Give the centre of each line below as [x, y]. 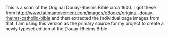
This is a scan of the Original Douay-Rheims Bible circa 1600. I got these [81, 7]
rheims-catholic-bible [28, 18]
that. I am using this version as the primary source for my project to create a [84, 23]
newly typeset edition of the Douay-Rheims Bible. [57, 29]
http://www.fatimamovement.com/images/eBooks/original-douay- [85, 13]
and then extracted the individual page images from [106, 18]
